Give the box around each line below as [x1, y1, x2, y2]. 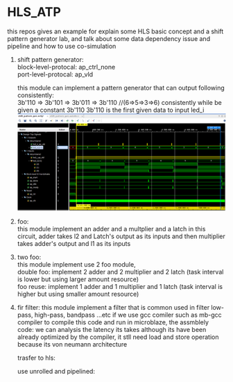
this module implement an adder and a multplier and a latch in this [17, 225, 206, 233]
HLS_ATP [7, 4, 61, 20]
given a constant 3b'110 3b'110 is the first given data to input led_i [17, 106, 205, 114]
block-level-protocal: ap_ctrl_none [17, 63, 116, 71]
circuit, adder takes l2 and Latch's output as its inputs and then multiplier [17, 232, 225, 240]
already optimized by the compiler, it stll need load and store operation [17, 333, 219, 341]
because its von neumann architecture [17, 340, 128, 349]
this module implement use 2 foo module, [17, 260, 137, 269]
